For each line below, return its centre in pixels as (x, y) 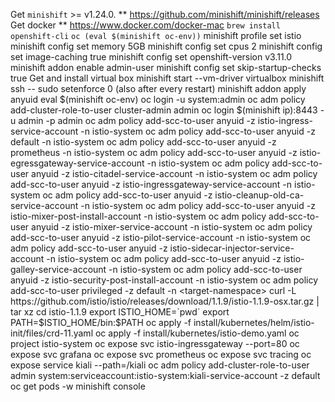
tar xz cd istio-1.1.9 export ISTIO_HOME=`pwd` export (120, 312)
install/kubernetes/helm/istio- (254, 322)
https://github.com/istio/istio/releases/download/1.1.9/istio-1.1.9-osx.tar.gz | (165, 301)
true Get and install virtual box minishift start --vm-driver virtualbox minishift (167, 78)
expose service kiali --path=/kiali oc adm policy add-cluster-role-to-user (160, 365)
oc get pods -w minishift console (78, 386)
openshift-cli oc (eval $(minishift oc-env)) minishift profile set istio (156, 35)
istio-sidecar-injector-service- (232, 248)
